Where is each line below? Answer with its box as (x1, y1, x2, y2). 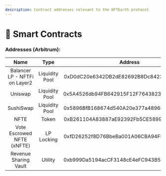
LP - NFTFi (7, 73, 34, 80)
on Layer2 (9, 79, 33, 86)
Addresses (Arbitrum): (5, 46, 61, 53)
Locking (39, 136, 58, 143)
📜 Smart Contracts (5, 28, 83, 39)
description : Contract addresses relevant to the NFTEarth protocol (5, 7, 149, 12)
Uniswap (10, 91, 31, 98)
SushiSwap (7, 105, 34, 111)
